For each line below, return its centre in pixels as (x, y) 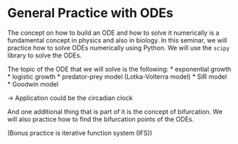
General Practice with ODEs (91, 13)
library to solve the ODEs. (45, 55)
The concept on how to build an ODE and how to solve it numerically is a (113, 33)
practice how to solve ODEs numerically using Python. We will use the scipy (118, 48)
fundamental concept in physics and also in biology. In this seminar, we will (117, 40)
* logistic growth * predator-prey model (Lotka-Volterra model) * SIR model (117, 77)
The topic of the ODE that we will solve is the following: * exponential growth (119, 69)
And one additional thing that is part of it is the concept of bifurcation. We (115, 111)
